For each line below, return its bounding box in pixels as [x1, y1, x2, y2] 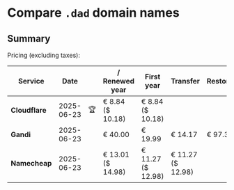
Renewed [102, 77, 134, 86]
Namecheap [10, 159, 52, 168]
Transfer [170, 77, 201, 86]
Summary [7, 33, 51, 45]
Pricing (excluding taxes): [7, 51, 81, 59]
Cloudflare [10, 106, 47, 115]
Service [18, 77, 45, 86]
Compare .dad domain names [7, 5, 180, 21]
